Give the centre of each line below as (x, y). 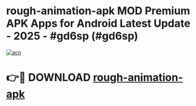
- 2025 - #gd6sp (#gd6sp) (72, 36)
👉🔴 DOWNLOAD (48, 78)
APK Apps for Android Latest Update (98, 23)
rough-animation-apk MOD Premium (98, 11)
